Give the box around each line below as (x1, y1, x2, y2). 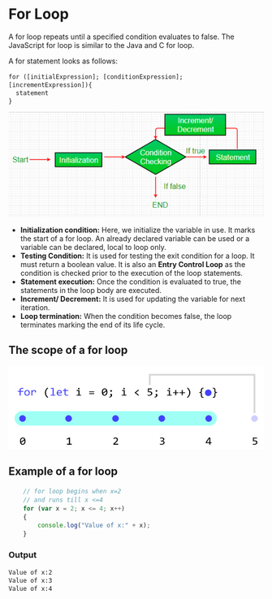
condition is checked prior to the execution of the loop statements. (19, 268, 244, 278)
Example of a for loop (8, 464, 119, 479)
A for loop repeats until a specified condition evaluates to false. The (8, 32, 235, 41)
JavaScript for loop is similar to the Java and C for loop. (8, 40, 195, 50)
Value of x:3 (8, 577, 53, 585)
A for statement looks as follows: (8, 56, 119, 66)
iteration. (19, 302, 50, 312)
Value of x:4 (8, 585, 53, 593)
